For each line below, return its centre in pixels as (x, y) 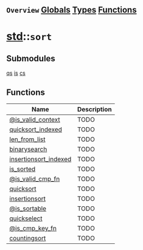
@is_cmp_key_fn (33, 229)
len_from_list (27, 139)
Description (94, 109)
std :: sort (29, 36)
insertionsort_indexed (40, 159)
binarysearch (28, 150)
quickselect (26, 218)
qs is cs (16, 73)
